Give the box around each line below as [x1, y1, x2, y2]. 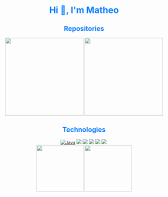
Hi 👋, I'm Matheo [49, 4, 119, 16]
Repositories [63, 24, 104, 33]
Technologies [62, 126, 106, 134]
